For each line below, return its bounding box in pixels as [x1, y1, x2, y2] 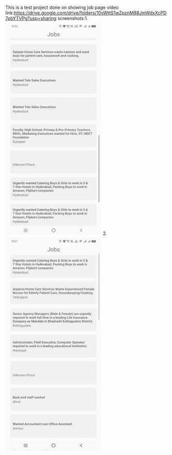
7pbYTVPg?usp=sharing [5, 15, 56, 21]
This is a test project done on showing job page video [5, 5, 119, 10]
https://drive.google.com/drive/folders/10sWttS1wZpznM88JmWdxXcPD [13, 10, 167, 16]
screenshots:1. [57, 15, 88, 21]
